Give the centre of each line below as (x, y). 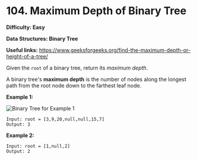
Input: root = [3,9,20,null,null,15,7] (55, 119)
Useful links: (22, 50)
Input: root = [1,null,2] (38, 146)
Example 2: (20, 135)
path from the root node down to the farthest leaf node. (74, 85)
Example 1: (20, 97)
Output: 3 (18, 124)
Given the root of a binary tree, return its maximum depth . (77, 68)
